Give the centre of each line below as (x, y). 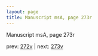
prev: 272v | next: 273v (35, 46)
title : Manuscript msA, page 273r (49, 17)
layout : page (22, 12)
